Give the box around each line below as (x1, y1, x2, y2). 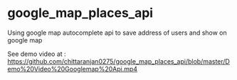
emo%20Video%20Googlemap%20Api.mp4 (7, 64, 137, 73)
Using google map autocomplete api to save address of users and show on (7, 28, 228, 37)
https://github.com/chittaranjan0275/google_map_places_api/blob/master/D (7, 57, 230, 65)
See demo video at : (7, 50, 66, 58)
